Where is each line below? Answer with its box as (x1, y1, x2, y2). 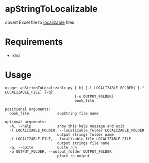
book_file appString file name (9, 111, 99, 116)
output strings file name (57, 141, 110, 146)
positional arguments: (5, 107, 51, 112)
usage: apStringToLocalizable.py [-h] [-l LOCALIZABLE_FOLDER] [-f (5, 85, 145, 90)
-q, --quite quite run (9, 145, 77, 150)
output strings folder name (57, 132, 114, 137)
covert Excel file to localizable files (5, 19, 74, 25)
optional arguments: (5, 119, 47, 124)
